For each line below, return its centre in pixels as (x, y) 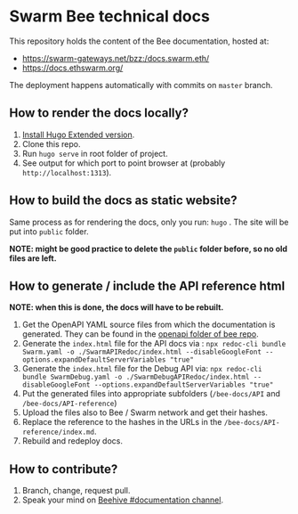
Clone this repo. (51, 143)
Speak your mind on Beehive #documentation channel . (123, 500)
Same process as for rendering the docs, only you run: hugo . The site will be (149, 222)
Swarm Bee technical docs (110, 16)
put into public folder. (49, 231)
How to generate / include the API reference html (147, 286)
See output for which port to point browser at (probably (124, 163)
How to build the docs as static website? (123, 201)
